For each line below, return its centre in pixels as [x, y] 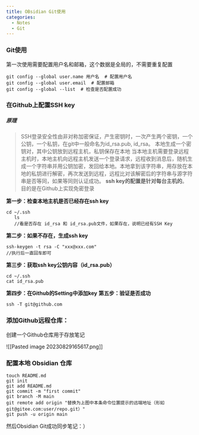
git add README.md [29, 386]
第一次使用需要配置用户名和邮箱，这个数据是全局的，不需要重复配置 [89, 64]
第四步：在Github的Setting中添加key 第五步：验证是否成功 [78, 293]
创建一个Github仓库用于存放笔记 [45, 335]
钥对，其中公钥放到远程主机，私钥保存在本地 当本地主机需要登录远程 [105, 152]
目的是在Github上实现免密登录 [58, 188]
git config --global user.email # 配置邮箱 [60, 83]
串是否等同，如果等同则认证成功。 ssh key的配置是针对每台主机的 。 [104, 181]
